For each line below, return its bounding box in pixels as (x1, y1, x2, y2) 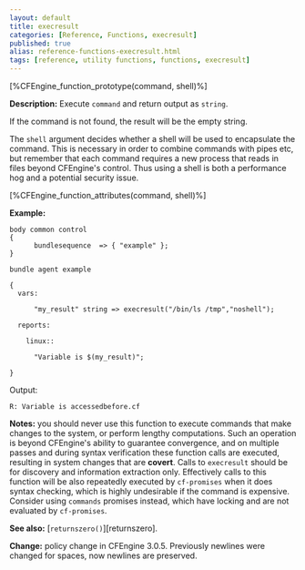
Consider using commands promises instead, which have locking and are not (9, 495, 290, 506)
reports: (17, 321, 51, 330)
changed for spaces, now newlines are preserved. (9, 550, 198, 561)
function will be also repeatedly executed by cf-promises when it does (9, 476, 273, 487)
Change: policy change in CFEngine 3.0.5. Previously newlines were (9, 541, 266, 551)
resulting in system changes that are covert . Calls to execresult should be (9, 457, 289, 467)
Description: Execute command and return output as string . (9, 98, 229, 109)
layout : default (9, 13, 71, 23)
